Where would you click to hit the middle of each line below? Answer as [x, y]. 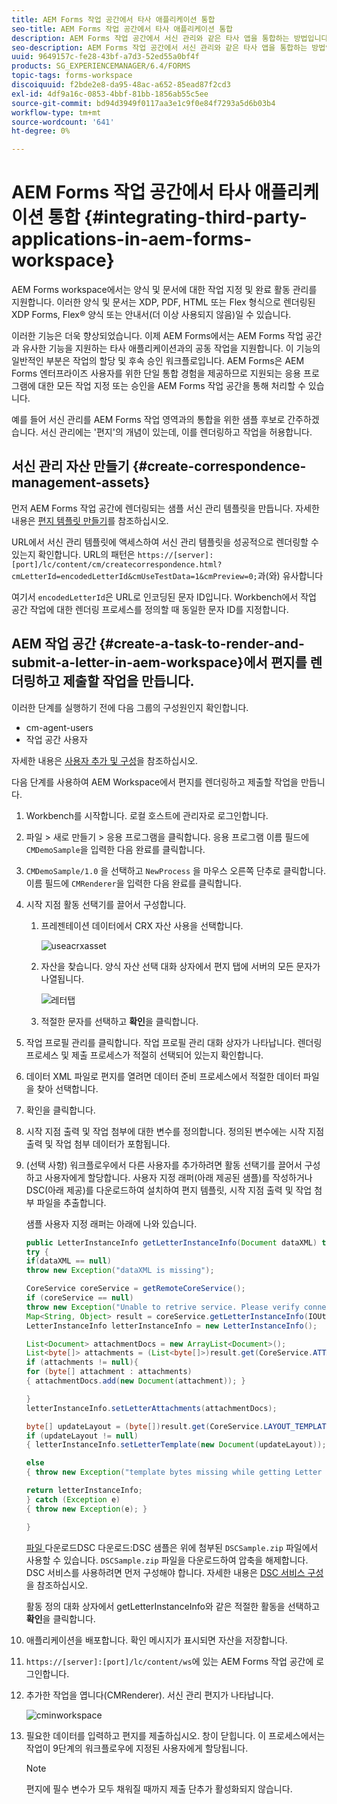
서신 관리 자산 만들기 [70, 466]
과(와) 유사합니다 [290, 575]
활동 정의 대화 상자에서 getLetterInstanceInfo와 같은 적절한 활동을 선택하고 [173, 1606]
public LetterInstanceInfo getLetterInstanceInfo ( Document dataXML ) [171, 1242]
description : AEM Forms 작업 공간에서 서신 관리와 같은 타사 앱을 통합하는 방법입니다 [170, 38]
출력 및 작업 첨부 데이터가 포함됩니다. [98, 1143]
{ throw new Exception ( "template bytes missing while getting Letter [174, 1472]
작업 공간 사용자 [56, 739]
